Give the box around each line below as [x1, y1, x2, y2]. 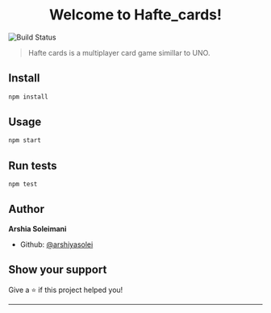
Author [8, 202, 44, 216]
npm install [8, 93, 48, 101]
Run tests [8, 159, 57, 173]
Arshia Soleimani [8, 223, 67, 233]
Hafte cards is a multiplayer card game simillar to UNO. [27, 48, 211, 57]
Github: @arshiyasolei [19, 240, 94, 249]
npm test [8, 180, 38, 189]
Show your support [8, 263, 107, 277]
